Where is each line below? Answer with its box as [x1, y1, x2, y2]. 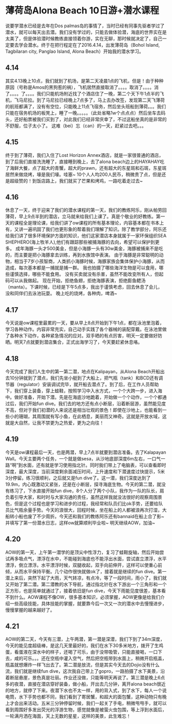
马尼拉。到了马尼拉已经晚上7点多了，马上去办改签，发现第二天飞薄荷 [18, 97, 165, 103]
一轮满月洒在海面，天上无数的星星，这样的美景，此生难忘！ [5, 713, 131, 719]
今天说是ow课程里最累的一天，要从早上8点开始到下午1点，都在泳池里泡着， [5, 320, 164, 326]
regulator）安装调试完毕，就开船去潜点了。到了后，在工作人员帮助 [18, 381, 159, 387]
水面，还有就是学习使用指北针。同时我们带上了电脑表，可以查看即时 [23, 462, 166, 468]
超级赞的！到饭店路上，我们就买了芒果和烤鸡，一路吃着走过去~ [9, 177, 143, 184]
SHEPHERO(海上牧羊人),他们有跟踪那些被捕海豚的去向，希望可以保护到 [5, 239, 155, 245]
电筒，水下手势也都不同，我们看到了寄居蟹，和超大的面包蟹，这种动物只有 [5, 694, 162, 700]
